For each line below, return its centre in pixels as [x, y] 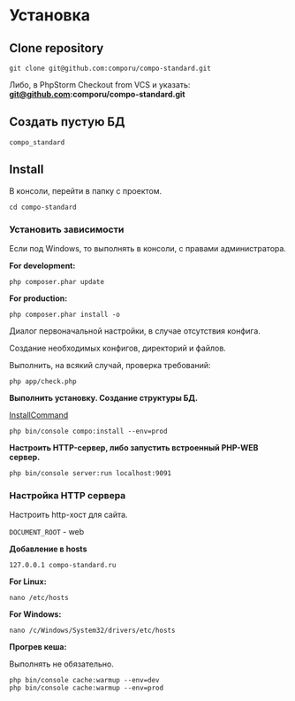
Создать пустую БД [67, 122]
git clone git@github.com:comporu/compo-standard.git [110, 68]
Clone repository [57, 48]
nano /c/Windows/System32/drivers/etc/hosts [92, 631]
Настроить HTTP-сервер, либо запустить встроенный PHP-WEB [134, 447]
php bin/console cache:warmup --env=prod [87, 688]
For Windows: [35, 614]
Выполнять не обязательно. [62, 664]
